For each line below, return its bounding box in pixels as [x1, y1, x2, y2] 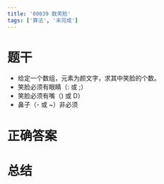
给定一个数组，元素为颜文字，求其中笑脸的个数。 [17, 74, 160, 82]
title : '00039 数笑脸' [7, 10, 71, 18]
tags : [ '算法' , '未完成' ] [7, 17, 78, 24]
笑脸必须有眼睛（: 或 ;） [17, 82, 87, 92]
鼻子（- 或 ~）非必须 [17, 100, 78, 109]
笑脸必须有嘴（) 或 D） [17, 92, 84, 100]
